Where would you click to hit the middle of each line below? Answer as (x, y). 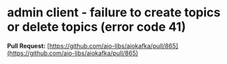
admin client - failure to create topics (114, 13)
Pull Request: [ (28, 46)
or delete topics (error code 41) (96, 27)
